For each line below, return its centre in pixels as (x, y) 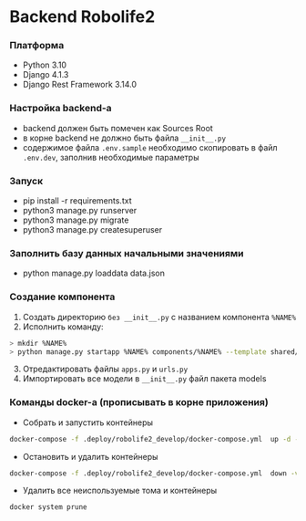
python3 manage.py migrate (76, 220)
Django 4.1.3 (46, 75)
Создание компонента (62, 297)
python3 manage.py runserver (80, 211)
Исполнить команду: (63, 327)
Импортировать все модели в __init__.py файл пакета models (144, 379)
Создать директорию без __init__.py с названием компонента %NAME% (159, 317)
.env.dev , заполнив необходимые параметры (111, 157)
